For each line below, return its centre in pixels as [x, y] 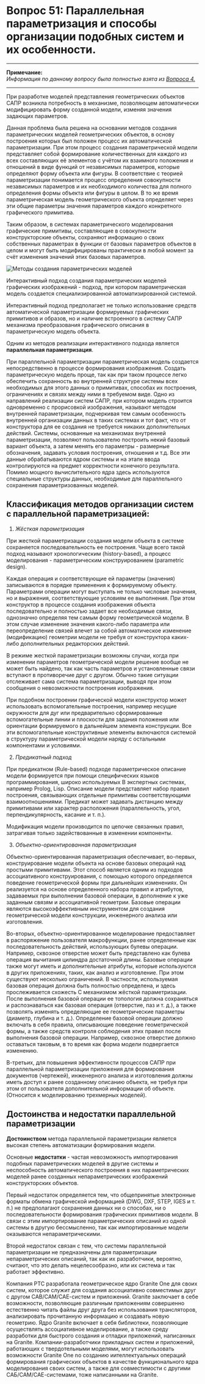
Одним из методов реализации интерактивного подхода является [93, 343]
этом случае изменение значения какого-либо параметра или [88, 624]
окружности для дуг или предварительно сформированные [85, 713]
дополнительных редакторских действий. [75, 643]
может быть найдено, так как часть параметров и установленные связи [101, 668]
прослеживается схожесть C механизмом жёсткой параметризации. [97, 992]
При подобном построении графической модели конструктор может [97, 700]
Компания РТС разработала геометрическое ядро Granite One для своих [102, 1284]
